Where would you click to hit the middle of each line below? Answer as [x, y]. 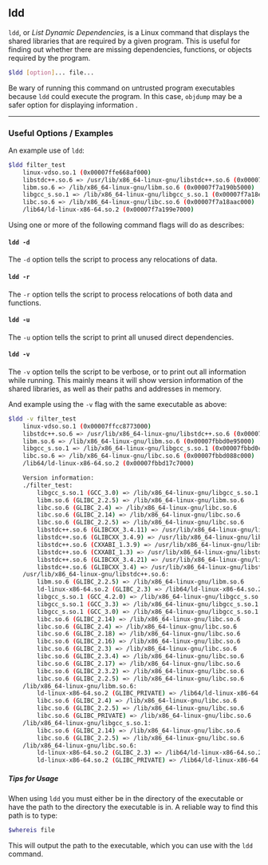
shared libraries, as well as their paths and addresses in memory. [115, 389]
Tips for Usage [33, 778]
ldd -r [19, 277]
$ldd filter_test [37, 165]
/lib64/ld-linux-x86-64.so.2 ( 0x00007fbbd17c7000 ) [108, 464]
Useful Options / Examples [61, 133]
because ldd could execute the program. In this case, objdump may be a [125, 96]
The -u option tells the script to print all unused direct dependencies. [121, 337]
